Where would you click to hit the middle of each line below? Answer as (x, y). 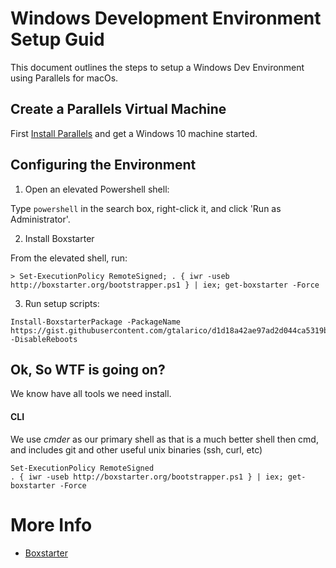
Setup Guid (57, 39)
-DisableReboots (44, 339)
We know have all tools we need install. (91, 394)
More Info (51, 524)
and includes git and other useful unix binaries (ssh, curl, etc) (136, 449)
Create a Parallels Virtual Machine (118, 109)
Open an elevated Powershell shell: (97, 189)
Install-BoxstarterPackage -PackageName (96, 322)
